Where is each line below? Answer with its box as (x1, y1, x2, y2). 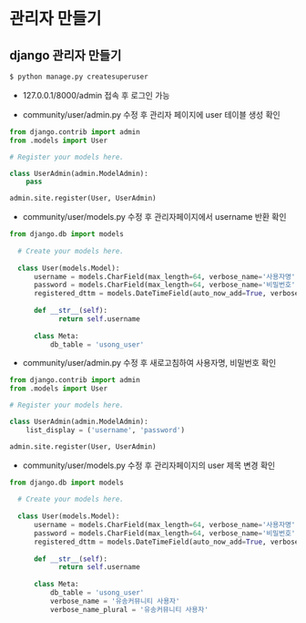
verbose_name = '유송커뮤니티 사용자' (49, 597, 180, 606)
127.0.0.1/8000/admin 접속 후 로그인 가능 (22, 89, 170, 100)
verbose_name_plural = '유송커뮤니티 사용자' (49, 605, 209, 614)
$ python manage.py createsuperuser (9, 72, 148, 81)
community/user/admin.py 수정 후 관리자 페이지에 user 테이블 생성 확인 (22, 109, 280, 119)
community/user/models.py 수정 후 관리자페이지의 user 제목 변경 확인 (22, 460, 276, 471)
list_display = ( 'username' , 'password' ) (25, 425, 185, 434)
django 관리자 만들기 (9, 47, 122, 63)
